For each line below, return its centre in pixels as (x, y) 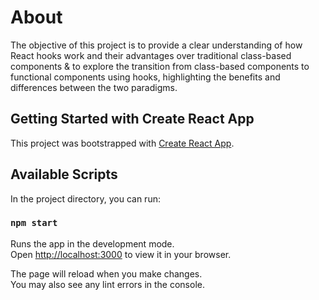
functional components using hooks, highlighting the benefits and (145, 77)
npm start (34, 223)
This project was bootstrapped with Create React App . (122, 143)
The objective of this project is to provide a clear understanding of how (156, 45)
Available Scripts (64, 174)
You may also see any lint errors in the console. (107, 284)
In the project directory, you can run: (85, 198)
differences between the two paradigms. (94, 87)
